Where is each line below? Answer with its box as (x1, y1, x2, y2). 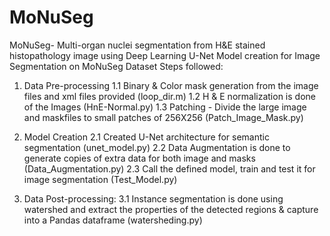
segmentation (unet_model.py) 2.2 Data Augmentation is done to (23, 141, 291, 153)
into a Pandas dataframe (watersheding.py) (23, 214, 203, 226)
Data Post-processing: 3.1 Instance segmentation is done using (23, 192, 284, 205)
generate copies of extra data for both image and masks (23, 152, 256, 164)
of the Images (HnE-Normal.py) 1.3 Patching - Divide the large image (23, 101, 307, 113)
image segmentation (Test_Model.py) (23, 173, 178, 185)
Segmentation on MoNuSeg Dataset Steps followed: (9, 60, 224, 72)
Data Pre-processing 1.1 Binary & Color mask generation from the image (23, 79, 319, 91)
